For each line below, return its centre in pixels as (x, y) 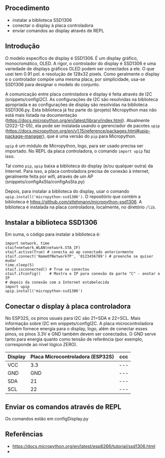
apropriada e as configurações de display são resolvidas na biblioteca (76, 104)
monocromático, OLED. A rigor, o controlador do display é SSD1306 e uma (81, 63)
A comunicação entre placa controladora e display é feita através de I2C (79, 94)
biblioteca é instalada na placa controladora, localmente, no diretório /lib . (81, 207)
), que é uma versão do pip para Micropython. (90, 136)
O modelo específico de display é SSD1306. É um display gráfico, (72, 58)
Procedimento (27, 8)
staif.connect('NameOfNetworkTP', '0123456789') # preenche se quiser (79, 256)
